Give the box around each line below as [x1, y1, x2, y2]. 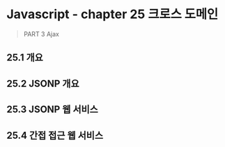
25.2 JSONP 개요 [6, 77, 79, 89]
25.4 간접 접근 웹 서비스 [6, 130, 104, 141]
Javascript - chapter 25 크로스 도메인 [6, 6, 219, 22]
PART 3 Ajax [23, 29, 60, 38]
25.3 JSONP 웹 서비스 [6, 104, 98, 116]
